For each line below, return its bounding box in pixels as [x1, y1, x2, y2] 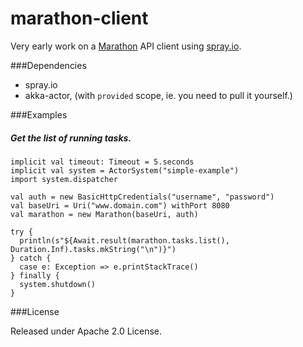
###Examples [10, 108, 68, 121]
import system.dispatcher [10, 174, 118, 184]
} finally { [10, 270, 60, 281]
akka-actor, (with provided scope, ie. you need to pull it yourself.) [24, 89, 293, 101]
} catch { [10, 253, 52, 263]
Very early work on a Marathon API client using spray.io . [10, 40, 242, 52]
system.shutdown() [19, 279, 97, 289]
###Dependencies [10, 59, 87, 71]
